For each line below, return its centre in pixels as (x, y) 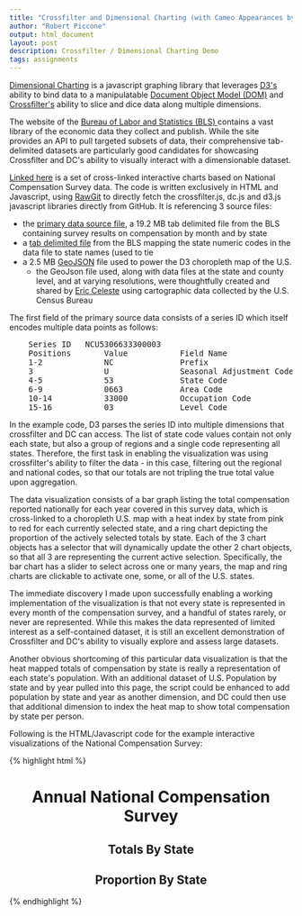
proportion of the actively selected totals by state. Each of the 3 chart (138, 538)
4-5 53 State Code (128, 381)
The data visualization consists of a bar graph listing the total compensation (150, 499)
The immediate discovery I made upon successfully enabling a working (141, 594)
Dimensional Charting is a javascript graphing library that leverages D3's (143, 85)
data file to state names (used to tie (88, 252)
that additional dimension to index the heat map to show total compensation (150, 707)
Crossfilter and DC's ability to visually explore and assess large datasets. (144, 641)
